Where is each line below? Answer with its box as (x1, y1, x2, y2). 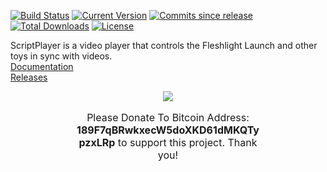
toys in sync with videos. (10, 50, 113, 62)
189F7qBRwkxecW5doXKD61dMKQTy (76, 123, 260, 137)
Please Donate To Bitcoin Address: (86, 111, 250, 124)
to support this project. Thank (117, 136, 258, 149)
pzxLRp (78, 136, 116, 149)
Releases (10, 71, 48, 83)
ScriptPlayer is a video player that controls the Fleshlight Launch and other (10, 40, 318, 51)
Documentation (10, 61, 74, 72)
